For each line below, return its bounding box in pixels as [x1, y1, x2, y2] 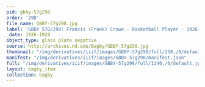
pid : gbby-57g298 [6, 9, 51, 15]
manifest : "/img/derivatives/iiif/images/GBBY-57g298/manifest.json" [6, 55, 187, 61]
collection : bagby [6, 72, 53, 78]
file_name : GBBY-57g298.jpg [6, 20, 78, 26]
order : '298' [6, 15, 40, 21]
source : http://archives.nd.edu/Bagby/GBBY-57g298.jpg [6, 43, 149, 50]
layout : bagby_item [6, 66, 56, 72]
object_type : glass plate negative [6, 37, 97, 43]
